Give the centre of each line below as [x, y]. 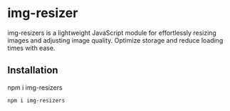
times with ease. [31, 48]
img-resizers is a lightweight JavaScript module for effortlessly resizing [112, 33]
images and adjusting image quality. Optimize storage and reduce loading [115, 40]
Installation [33, 70]
